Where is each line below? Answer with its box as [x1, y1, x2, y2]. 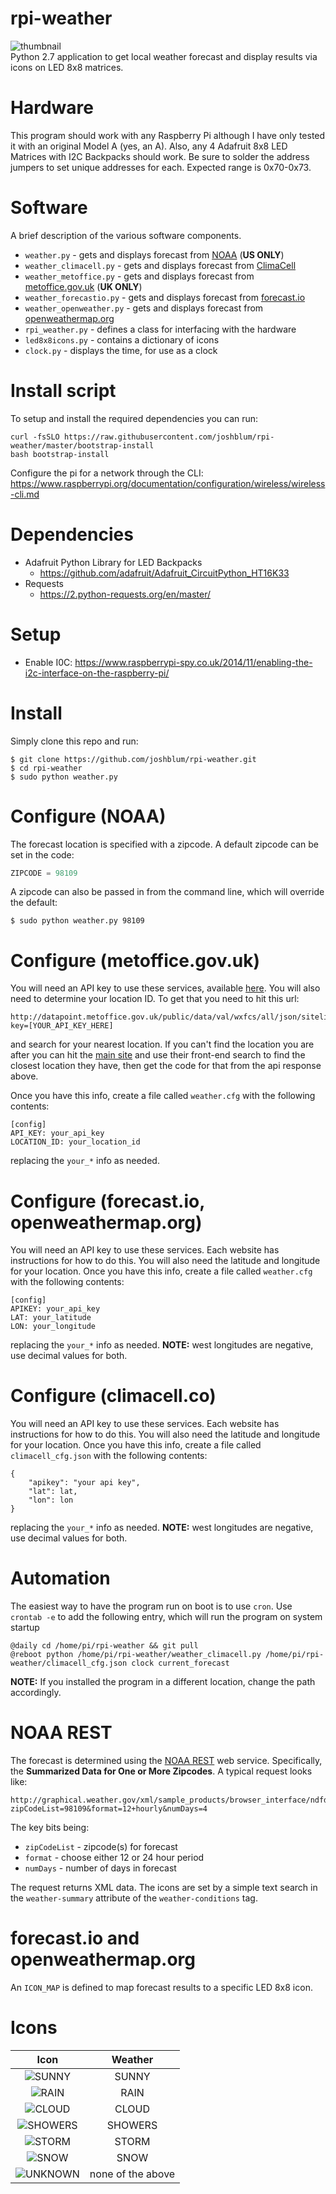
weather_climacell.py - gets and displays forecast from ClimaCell [24, 259, 297, 271]
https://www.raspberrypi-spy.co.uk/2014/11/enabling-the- [74, 656, 313, 668]
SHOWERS [106, 2118, 158, 2132]
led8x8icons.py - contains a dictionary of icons [24, 333, 220, 346]
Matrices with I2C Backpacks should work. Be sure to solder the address [10, 150, 310, 162]
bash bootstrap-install [10, 449, 110, 459]
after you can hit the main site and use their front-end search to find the [10, 1049, 306, 1061]
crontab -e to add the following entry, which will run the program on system [10, 1611, 323, 1623]
